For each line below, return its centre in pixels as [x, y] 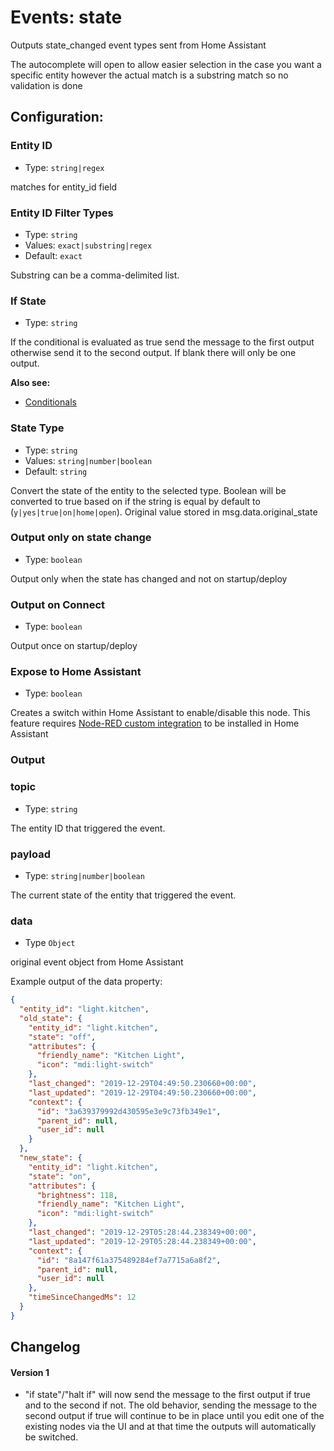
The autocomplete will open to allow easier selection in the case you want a [166, 64]
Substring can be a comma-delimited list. [95, 275]
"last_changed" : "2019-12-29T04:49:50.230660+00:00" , [142, 1084]
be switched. [51, 1437]
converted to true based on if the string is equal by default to [135, 501]
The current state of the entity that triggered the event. [123, 895]
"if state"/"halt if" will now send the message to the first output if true [167, 1395]
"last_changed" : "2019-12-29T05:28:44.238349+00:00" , [142, 1232]
